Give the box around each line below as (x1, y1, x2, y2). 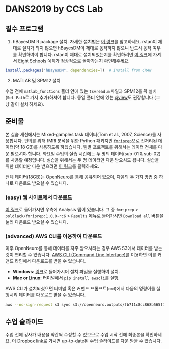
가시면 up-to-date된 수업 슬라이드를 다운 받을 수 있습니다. (48, 338, 162, 344)
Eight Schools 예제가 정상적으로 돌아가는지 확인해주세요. (18, 58, 130, 64)
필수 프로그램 (5, 24, 44, 33)
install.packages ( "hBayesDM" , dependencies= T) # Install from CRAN (5, 68, 152, 73)
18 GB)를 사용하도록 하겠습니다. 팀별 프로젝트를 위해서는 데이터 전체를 (20, 144, 157, 150)
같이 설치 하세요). (10, 101, 44, 107)
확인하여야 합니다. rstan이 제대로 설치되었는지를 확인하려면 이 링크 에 (18, 52, 152, 57)
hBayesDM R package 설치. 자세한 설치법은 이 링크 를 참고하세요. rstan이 (12, 39, 157, 44)
